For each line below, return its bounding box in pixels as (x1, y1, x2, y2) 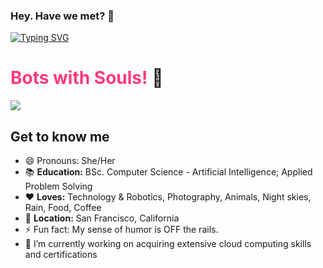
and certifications (24, 249, 98, 261)
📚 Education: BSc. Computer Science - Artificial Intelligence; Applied (24, 166, 313, 178)
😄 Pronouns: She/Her (24, 155, 116, 167)
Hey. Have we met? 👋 (10, 9, 115, 23)
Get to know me (10, 128, 110, 145)
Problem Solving (24, 180, 93, 193)
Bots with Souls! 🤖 (10, 67, 164, 89)
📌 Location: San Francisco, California (24, 212, 180, 224)
